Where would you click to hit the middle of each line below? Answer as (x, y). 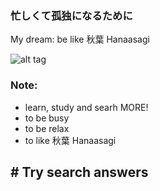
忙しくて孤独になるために (71, 15)
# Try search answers (79, 172)
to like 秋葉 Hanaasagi (70, 140)
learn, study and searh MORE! (86, 107)
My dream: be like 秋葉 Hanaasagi (80, 39)
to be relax (47, 128)
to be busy (47, 118)
